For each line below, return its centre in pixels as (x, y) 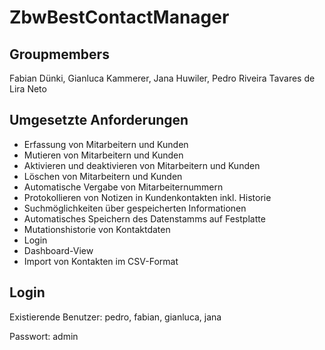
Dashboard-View (58, 250)
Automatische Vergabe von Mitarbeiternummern (123, 187)
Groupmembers (59, 54)
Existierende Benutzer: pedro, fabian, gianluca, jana (115, 317)
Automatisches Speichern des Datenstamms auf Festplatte (144, 218)
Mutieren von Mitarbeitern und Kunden (103, 155)
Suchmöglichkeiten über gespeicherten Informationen (135, 208)
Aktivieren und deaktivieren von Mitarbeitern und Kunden (142, 165)
